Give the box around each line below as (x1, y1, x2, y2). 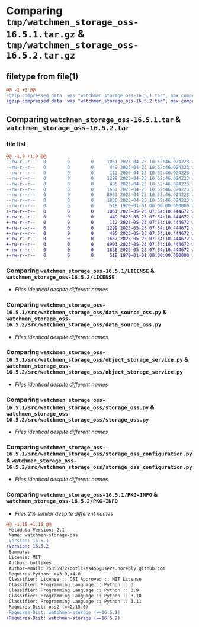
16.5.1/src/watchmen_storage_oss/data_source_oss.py (6, 309, 162, 316)
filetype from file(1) (6, 71, 79, 81)
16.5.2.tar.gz (6, 50, 76, 62)
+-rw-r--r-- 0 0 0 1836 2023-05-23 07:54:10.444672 (6, 247, 190, 253)
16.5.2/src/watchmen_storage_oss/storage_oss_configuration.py (6, 464, 192, 471)
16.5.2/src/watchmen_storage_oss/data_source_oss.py (6, 321, 162, 328)
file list (6, 140, 27, 148)
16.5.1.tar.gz (6, 29, 76, 40)
